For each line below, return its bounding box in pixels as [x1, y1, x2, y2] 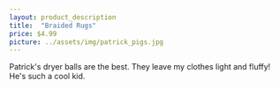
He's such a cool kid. [9, 71, 86, 82]
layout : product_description [9, 12, 117, 22]
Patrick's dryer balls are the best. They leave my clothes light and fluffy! [9, 62, 271, 72]
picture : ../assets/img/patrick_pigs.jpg [9, 37, 164, 47]
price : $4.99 [9, 29, 57, 38]
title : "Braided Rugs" [9, 21, 97, 30]
